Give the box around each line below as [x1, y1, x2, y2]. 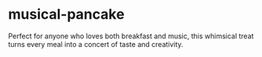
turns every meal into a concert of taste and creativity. [8, 39, 184, 48]
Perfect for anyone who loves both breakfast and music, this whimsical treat [8, 31, 254, 41]
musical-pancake [8, 5, 125, 23]
